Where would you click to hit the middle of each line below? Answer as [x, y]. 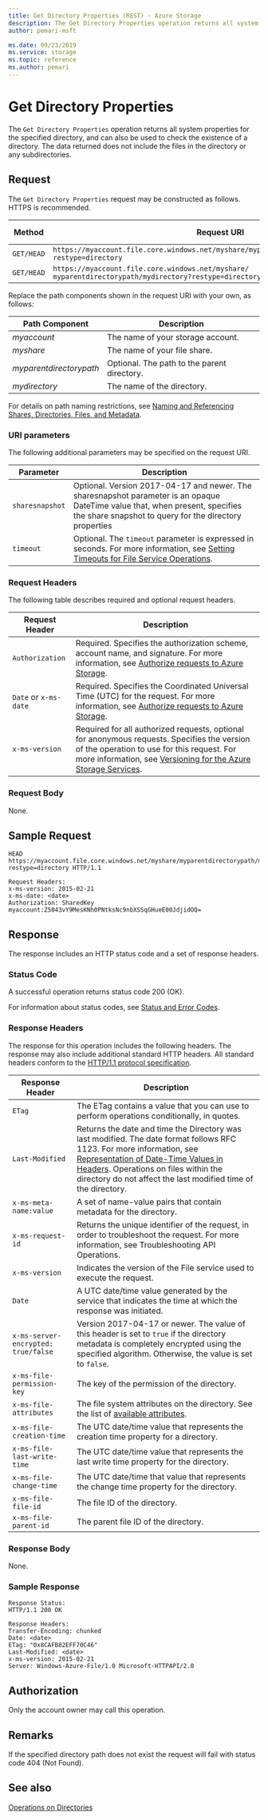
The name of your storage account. [173, 337]
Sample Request [50, 835]
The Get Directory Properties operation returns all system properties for [129, 129]
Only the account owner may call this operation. [87, 1710]
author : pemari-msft [43, 30]
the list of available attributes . [132, 1414]
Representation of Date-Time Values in [150, 1159]
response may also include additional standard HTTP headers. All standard [131, 1054]
